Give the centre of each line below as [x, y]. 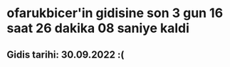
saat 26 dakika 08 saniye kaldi [98, 28]
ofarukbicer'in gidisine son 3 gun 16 [115, 13]
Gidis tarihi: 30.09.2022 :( [66, 55]
